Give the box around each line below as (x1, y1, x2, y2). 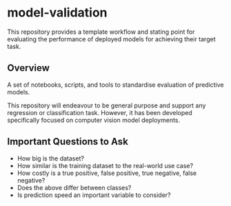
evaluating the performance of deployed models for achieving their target (7, 34, 216, 43)
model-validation (7, 5, 108, 21)
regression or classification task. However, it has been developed (7, 108, 193, 116)
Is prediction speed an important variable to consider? (17, 191, 171, 199)
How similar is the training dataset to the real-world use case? (17, 161, 194, 169)
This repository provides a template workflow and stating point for (7, 28, 195, 36)
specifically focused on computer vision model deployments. (7, 116, 181, 124)
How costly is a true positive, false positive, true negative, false (17, 169, 197, 177)
